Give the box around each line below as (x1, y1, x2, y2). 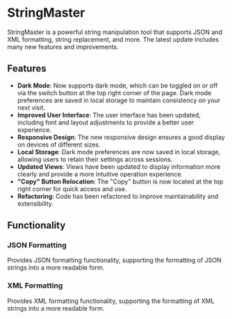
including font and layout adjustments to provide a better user (17, 118, 194, 126)
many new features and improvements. (7, 42, 119, 51)
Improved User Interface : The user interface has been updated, (17, 111, 201, 119)
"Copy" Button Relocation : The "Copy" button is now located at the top (17, 177, 224, 186)
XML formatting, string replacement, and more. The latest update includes (7, 35, 219, 43)
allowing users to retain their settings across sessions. (17, 155, 173, 163)
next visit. (17, 103, 46, 112)
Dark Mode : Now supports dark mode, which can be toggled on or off (17, 81, 218, 90)
